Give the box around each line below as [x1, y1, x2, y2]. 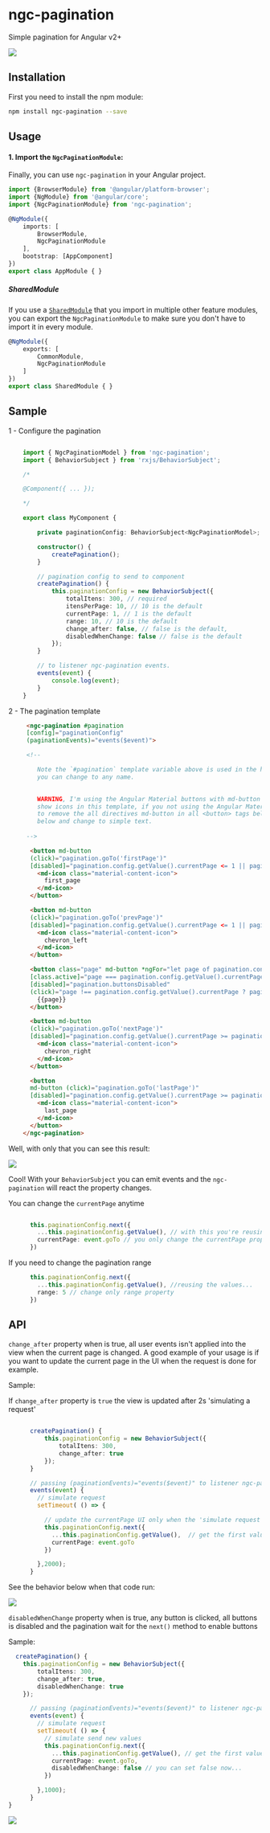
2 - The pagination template [8, 706, 100, 716]
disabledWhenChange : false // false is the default [65, 632, 243, 640]
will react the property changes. [46, 1183, 153, 1193]
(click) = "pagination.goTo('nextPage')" [29, 1025, 163, 1033]
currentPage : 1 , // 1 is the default [65, 609, 193, 618]
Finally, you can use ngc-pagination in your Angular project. [8, 170, 207, 180]
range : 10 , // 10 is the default [65, 617, 178, 625]
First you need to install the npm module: [8, 92, 144, 101]
